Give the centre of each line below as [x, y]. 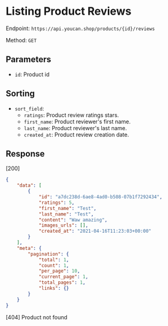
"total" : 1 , [54, 260]
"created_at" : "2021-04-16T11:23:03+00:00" [95, 231]
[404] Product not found [37, 317]
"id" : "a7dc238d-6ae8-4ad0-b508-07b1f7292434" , [101, 197]
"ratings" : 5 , [56, 203]
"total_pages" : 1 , [62, 283]
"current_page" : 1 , [63, 277]
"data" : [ [29, 185]
